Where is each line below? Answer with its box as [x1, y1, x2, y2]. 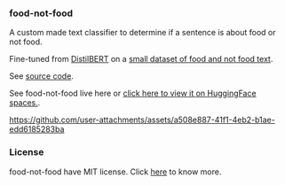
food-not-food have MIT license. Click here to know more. [9, 166, 222, 177]
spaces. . [9, 97, 41, 108]
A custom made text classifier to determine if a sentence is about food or [9, 27, 276, 38]
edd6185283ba [9, 124, 65, 135]
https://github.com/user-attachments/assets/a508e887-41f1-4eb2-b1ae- [9, 114, 275, 126]
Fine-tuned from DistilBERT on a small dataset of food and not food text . [9, 54, 273, 65]
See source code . [9, 71, 74, 81]
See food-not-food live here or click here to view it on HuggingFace [9, 88, 257, 99]
